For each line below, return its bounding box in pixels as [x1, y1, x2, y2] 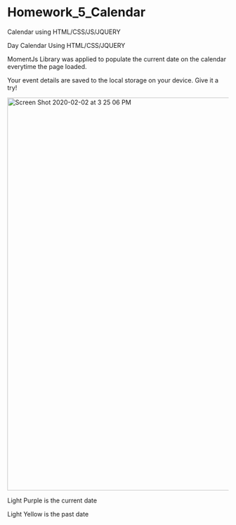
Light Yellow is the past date [7, 509, 89, 518]
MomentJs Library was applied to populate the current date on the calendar [7, 54, 227, 63]
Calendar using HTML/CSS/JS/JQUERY [7, 27, 121, 36]
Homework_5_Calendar [7, 4, 146, 20]
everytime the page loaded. [7, 62, 87, 70]
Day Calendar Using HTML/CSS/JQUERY [7, 41, 126, 49]
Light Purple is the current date [7, 496, 97, 505]
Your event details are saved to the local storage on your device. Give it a [7, 75, 219, 85]
